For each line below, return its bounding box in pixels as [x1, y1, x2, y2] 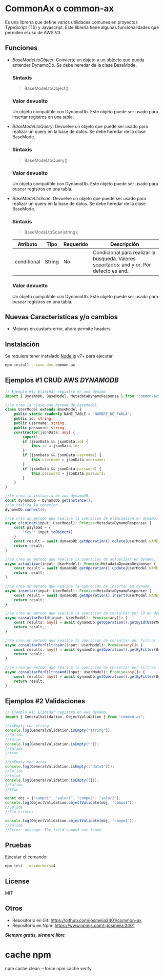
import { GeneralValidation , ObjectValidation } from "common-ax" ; [5, 715, 145, 719]
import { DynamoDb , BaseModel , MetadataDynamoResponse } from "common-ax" [5, 393, 161, 399]
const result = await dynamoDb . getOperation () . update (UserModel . [14, 566, 150, 571]
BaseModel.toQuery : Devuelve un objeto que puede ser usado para [12, 124, 148, 129]
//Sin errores [5, 810, 34, 815]
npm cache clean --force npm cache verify [5, 965, 92, 971]
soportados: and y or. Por [92, 261, 151, 268]
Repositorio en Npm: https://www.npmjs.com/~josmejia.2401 [12, 923, 135, 928]
